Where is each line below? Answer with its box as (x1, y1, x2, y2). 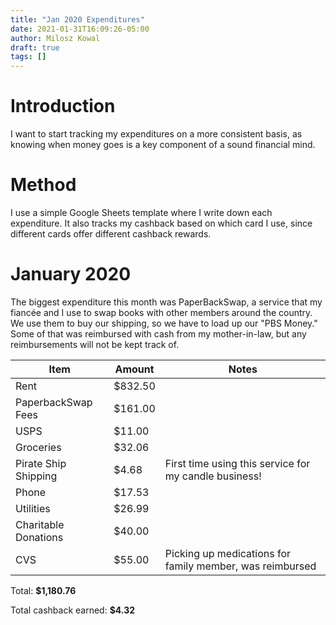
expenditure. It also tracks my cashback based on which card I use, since (10, 217, 313, 229)
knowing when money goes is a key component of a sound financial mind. (10, 139, 316, 151)
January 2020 (10, 263, 132, 286)
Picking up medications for (164, 546, 292, 560)
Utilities (15, 501, 51, 515)
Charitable (15, 517, 65, 531)
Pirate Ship (15, 456, 67, 470)
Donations (15, 530, 64, 544)
